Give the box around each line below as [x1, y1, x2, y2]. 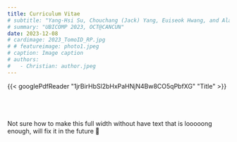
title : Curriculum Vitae [7, 10, 80, 18]
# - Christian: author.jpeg [7, 63, 97, 70]
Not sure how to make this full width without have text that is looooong [7, 119, 213, 127]
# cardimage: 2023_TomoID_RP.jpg [7, 37, 106, 44]
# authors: [7, 56, 39, 63]
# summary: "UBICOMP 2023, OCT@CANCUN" [7, 23, 125, 30]
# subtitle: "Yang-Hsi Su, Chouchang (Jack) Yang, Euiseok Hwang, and [7, 17, 219, 24]
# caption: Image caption [7, 50, 83, 57]
